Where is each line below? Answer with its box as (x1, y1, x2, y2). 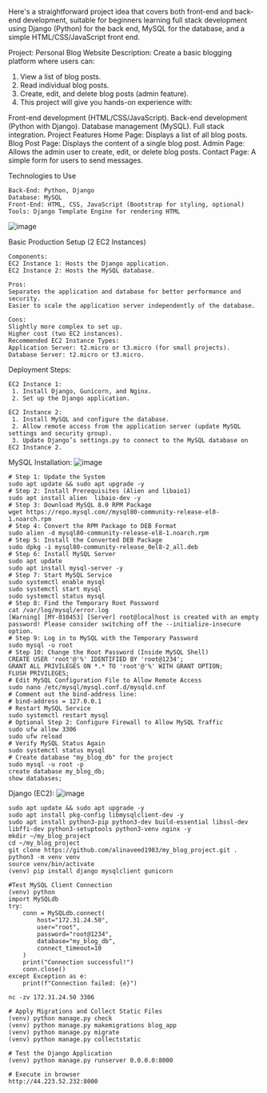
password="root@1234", (37, 930, 113, 938)
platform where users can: (8, 56, 95, 66)
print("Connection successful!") (22, 958, 134, 966)
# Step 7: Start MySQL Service (8, 571, 113, 579)
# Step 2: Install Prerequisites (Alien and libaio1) (8, 487, 192, 495)
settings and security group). (8, 430, 113, 438)
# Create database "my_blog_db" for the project (8, 753, 173, 761)
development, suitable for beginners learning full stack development (22, 15, 248, 25)
